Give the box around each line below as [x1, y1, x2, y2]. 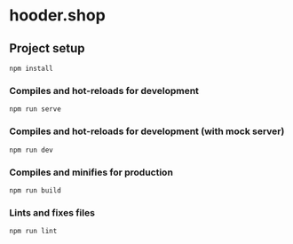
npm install [9, 64, 53, 73]
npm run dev [9, 146, 53, 154]
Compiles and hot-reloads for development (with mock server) [9, 125, 285, 138]
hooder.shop [9, 5, 107, 26]
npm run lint [9, 227, 58, 236]
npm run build [9, 185, 62, 195]
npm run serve [9, 105, 62, 114]
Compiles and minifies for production [9, 166, 173, 178]
